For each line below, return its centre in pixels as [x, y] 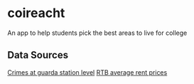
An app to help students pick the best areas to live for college [97, 33]
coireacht [36, 13]
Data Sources [38, 55]
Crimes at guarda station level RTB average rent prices [87, 72]
